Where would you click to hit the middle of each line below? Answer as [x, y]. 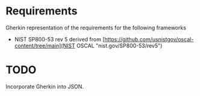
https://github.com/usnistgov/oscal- [149, 39]
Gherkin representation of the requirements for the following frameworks [96, 28]
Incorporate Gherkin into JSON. [45, 86]
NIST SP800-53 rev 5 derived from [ [59, 39]
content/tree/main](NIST [45, 46]
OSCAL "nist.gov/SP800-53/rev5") [120, 46]
